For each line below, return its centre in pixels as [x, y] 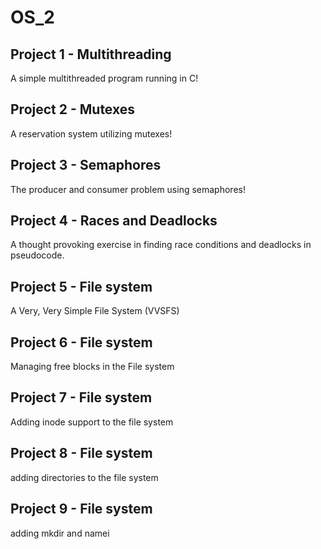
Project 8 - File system [81, 453]
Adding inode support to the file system [92, 422]
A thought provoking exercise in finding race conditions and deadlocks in [161, 245]
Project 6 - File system [81, 342]
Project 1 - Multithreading [91, 54]
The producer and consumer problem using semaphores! [128, 189]
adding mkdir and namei [60, 533]
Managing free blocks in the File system [92, 367]
